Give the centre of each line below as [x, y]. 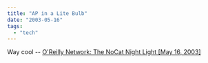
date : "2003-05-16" [35, 20]
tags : [15, 26]
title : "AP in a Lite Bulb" [48, 13]
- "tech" [26, 33]
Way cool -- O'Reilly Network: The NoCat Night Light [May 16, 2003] [104, 52]
